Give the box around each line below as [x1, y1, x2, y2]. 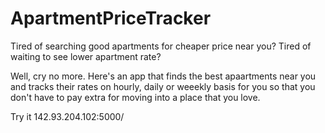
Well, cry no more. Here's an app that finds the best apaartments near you [10, 70, 317, 82]
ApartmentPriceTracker [10, 7, 212, 30]
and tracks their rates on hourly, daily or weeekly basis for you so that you [10, 80, 316, 92]
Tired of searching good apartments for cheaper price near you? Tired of [10, 40, 312, 52]
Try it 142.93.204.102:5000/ [10, 110, 125, 122]
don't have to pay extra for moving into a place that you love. [10, 91, 261, 103]
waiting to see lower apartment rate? [10, 50, 162, 62]
